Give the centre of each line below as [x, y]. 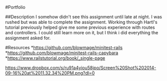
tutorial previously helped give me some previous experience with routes [80, 27]
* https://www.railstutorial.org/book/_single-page [55, 58]
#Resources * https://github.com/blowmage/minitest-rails [64, 47]
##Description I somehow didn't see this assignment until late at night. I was [84, 17]
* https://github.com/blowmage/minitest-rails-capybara [62, 53]
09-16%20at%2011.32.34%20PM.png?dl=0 [50, 73]
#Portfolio [15, 7]
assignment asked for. [28, 38]
